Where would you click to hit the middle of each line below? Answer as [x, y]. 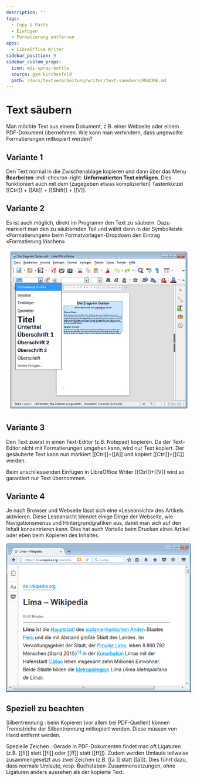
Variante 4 [26, 496]
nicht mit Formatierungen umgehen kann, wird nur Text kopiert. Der [103, 448]
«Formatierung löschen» [36, 241]
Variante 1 [25, 157]
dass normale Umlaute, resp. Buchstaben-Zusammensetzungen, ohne [91, 766]
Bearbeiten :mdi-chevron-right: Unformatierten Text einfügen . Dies [89, 178]
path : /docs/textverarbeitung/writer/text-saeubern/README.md [89, 80]
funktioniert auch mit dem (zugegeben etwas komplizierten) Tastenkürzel [95, 184]
